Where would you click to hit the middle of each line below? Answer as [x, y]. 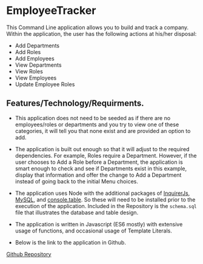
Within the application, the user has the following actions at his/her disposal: [101, 33]
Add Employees [35, 58]
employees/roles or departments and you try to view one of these [97, 124]
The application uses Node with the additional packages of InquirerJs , [102, 193]
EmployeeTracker [51, 11]
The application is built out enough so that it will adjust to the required [102, 149]
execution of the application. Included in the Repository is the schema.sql [106, 206]
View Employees [36, 78]
